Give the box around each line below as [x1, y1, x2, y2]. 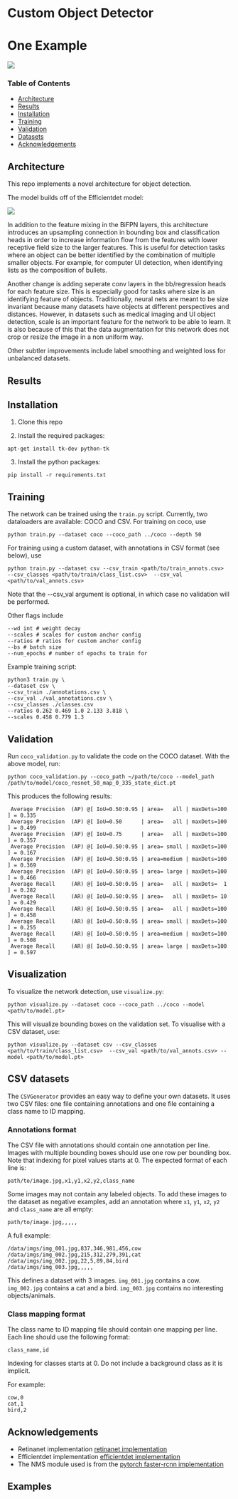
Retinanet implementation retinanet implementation [17, 1445, 168, 1453]
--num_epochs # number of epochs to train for [7, 650, 148, 657]
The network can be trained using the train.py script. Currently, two [7, 510, 208, 518]
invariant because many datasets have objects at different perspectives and [7, 303, 229, 311]
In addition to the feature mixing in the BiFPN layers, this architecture [7, 221, 209, 229]
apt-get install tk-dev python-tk [7, 445, 110, 453]
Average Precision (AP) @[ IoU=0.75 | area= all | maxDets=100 [10, 831, 227, 838]
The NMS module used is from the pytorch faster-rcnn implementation [17, 1460, 224, 1468]
